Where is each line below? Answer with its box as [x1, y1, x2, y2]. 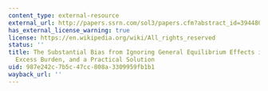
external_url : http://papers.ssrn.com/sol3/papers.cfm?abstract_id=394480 [8, 19, 262, 27]
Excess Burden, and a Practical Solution [15, 56, 156, 64]
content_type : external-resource [8, 11, 120, 20]
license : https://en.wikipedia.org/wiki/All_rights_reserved [8, 33, 216, 42]
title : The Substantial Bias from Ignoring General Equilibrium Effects [8, 48, 255, 56]
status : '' [8, 41, 45, 49]
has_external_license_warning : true [8, 26, 130, 34]
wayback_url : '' [8, 70, 62, 78]
